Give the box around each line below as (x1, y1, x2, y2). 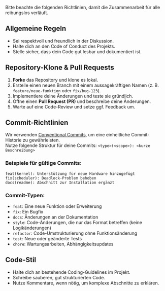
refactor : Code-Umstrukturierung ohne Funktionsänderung (12, 230, 138, 236)
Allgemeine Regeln (5, 24, 67, 33)
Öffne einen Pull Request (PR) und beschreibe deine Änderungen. (12, 98, 151, 104)
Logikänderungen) (12, 225, 52, 231)
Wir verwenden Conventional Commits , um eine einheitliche (5, 132, 130, 138)
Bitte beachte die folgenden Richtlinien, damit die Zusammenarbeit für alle (5, 5, 160, 10)
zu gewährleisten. (22, 137, 60, 143)
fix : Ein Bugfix (12, 209, 44, 215)
